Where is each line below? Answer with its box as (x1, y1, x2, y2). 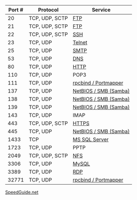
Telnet (73, 39, 88, 46)
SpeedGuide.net (5, 189, 39, 195)
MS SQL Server (73, 136, 109, 143)
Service (92, 6, 111, 13)
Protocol (38, 6, 59, 13)
